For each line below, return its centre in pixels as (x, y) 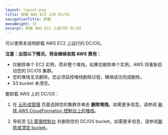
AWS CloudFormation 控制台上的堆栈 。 (59, 111)
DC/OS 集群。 (41, 71)
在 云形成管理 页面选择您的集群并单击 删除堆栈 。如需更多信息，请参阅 (85, 104)
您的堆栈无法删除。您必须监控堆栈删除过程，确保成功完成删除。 (78, 77)
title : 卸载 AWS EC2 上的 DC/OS (38, 14)
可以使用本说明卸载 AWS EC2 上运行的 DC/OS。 (55, 43)
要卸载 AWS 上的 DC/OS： (32, 94)
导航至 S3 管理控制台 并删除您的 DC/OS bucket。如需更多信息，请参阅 (85, 121)
